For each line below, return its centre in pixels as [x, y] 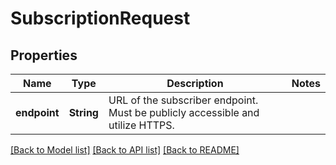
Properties [44, 55]
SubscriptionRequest [100, 18]
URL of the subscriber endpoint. [183, 100]
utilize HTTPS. [141, 125]
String [83, 112]
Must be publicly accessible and [184, 112]
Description [195, 83]
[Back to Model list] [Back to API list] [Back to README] [125, 150]
